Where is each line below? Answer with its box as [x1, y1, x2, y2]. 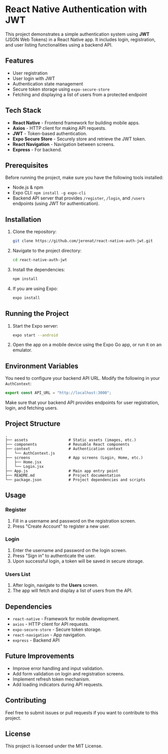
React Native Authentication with [5, 4, 147, 15]
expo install [12, 295, 40, 300]
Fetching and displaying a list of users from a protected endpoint [12, 91, 147, 97]
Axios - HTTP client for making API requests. [12, 125, 107, 131]
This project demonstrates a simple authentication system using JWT [5, 31, 150, 37]
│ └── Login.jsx [5, 464, 44, 469]
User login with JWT [12, 75, 55, 82]
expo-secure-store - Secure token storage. [12, 626, 102, 632]
